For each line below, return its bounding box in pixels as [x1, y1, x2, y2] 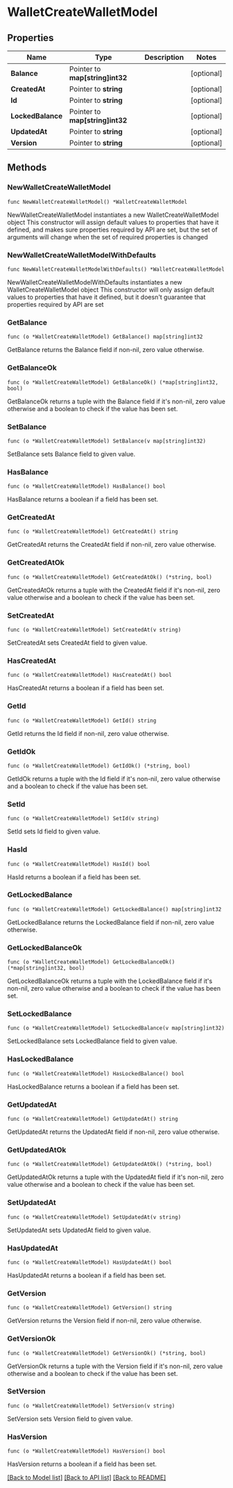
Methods [7, 161, 47, 174]
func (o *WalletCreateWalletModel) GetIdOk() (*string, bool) [7, 762, 191, 769]
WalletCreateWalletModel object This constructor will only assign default [7, 285, 214, 294]
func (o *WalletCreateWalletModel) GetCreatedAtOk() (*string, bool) [7, 573, 213, 581]
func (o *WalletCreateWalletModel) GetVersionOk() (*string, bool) [7, 1350, 207, 1357]
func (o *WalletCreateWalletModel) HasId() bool [7, 861, 150, 867]
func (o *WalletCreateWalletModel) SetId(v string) [7, 815, 159, 822]
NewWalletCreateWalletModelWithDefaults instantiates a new [7, 278, 182, 286]
